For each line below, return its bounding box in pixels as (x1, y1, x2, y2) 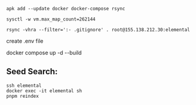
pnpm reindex (6, 93, 39, 99)
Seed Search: (6, 66, 58, 77)
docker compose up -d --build (6, 49, 82, 56)
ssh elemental (6, 82, 42, 89)
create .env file (6, 37, 43, 45)
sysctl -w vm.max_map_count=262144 (6, 16, 96, 22)
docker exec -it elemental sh (6, 87, 83, 94)
